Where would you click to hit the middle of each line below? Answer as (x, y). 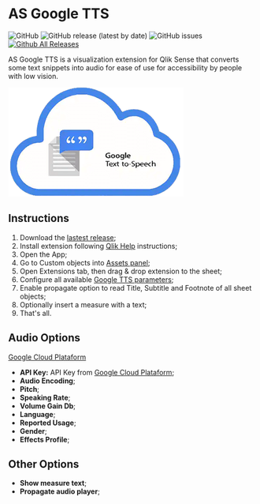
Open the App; (43, 254)
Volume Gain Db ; (48, 406)
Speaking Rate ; (45, 397)
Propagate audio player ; (59, 491)
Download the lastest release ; (68, 237)
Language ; (37, 414)
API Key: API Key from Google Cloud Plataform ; (97, 372)
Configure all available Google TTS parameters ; (97, 279)
